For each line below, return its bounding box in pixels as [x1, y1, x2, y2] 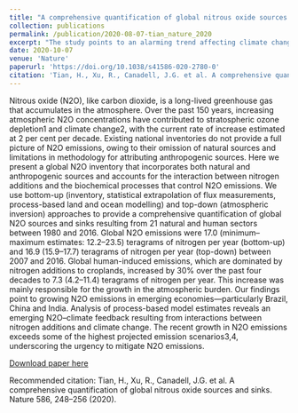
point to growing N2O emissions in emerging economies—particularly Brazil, [9, 293, 288, 304]
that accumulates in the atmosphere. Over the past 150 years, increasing [9, 104, 275, 115]
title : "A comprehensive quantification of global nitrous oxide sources [9, 12, 288, 22]
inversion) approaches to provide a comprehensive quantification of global [9, 208, 282, 218]
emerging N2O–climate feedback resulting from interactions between [9, 312, 263, 322]
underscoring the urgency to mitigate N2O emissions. [9, 340, 205, 351]
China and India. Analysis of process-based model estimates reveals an [9, 303, 271, 314]
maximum [9, 236, 45, 247]
